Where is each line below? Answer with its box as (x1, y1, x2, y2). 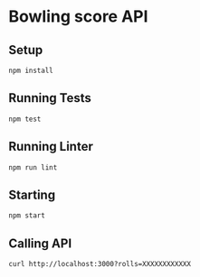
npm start (8, 211, 46, 220)
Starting (8, 188, 56, 203)
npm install (8, 66, 53, 75)
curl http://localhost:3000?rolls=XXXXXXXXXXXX (8, 260, 192, 269)
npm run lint (8, 162, 58, 172)
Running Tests (8, 90, 91, 106)
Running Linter (8, 139, 94, 154)
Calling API (8, 235, 72, 251)
